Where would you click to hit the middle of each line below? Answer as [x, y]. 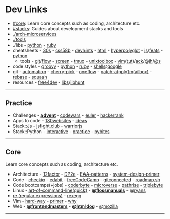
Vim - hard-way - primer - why [45, 201]
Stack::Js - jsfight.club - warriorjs [48, 126]
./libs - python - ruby [34, 45]
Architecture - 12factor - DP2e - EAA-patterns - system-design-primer [86, 174]
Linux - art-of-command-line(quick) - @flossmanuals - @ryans [79, 190]
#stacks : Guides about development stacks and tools [68, 28]
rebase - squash [30, 77]
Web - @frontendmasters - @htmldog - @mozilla [65, 206]
